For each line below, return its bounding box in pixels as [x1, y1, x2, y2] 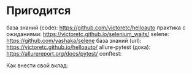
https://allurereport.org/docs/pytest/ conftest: [6, 50, 122, 57]
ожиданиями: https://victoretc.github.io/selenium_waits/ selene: [6, 30, 170, 37]
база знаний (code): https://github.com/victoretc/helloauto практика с [6, 24, 186, 31]
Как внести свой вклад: [6, 62, 69, 69]
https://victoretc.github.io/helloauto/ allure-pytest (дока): [6, 43, 151, 51]
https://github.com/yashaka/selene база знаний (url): [6, 37, 142, 44]
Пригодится [6, 4, 71, 18]
